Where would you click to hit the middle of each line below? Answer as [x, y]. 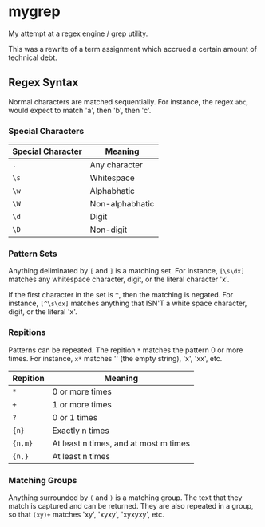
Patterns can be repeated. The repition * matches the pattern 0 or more [126, 350]
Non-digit [109, 230]
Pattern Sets [33, 254]
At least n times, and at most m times [121, 443]
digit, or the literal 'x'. [43, 312]
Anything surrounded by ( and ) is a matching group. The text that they [125, 498]
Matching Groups [43, 480]
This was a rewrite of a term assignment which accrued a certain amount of [133, 49]
